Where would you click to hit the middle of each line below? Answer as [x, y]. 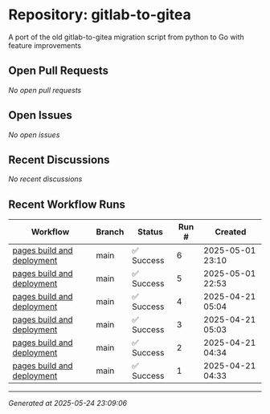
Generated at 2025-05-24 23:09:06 [67, 404]
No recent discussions [45, 179]
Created [231, 232]
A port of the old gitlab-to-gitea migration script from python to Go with [127, 37]
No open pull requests [45, 90]
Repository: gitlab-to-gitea [100, 15]
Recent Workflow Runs [67, 204]
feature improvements [45, 45]
